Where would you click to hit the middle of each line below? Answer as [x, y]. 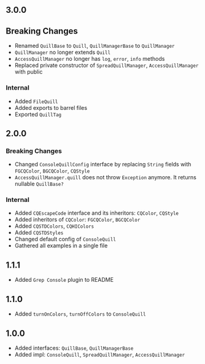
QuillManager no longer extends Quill [63, 52]
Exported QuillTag [38, 114]
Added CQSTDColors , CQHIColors [54, 226]
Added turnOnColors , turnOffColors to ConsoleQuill [80, 314]
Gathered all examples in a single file [61, 246]
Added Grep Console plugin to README [64, 280]
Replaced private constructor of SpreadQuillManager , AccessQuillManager [106, 65]
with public [29, 72]
